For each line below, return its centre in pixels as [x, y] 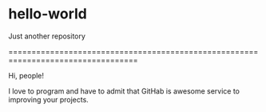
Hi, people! [26, 75]
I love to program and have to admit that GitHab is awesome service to [124, 91]
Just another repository [47, 36]
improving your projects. [49, 99]
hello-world [48, 14]
